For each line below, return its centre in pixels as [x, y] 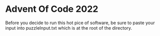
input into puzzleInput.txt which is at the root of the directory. [69, 28]
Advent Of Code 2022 [52, 9]
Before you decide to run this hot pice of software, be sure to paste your [80, 23]
